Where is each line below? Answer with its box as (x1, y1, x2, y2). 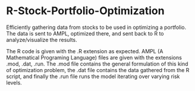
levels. (6, 79, 22, 86)
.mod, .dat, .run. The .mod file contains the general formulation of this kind (6, 60, 188, 67)
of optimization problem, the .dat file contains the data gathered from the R (6, 66, 190, 73)
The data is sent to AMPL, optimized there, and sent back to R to (6, 30, 164, 37)
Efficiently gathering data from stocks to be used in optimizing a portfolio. (6, 24, 187, 31)
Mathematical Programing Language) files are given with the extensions (6, 54, 183, 61)
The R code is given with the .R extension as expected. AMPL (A (6, 47, 163, 54)
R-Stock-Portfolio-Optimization (6, 4, 165, 18)
